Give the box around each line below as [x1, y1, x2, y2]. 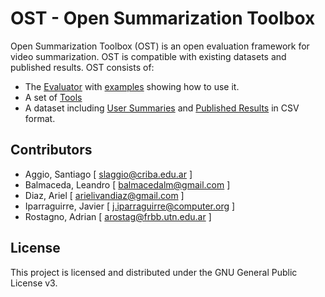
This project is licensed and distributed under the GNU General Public [10, 266, 298, 278]
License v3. [10, 277, 58, 289]
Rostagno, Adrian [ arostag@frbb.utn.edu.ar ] [24, 210, 212, 222]
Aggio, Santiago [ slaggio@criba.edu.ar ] [24, 168, 193, 180]
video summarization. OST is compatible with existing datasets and [10, 50, 287, 62]
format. [24, 112, 56, 124]
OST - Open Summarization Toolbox [10, 7, 316, 30]
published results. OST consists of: [10, 61, 155, 73]
